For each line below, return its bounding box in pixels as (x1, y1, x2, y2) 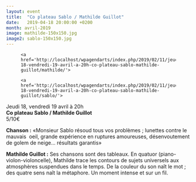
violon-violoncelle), (6, 157, 53, 164)
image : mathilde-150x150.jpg (6, 30, 77, 36)
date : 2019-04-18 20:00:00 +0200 (6, 19, 93, 25)
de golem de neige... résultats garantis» (6, 139, 102, 146)
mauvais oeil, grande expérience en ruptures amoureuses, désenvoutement (6, 133, 190, 140)
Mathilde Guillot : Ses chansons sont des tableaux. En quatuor (6, 150, 157, 157)
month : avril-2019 (6, 25, 51, 31)
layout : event (6, 8, 41, 15)
